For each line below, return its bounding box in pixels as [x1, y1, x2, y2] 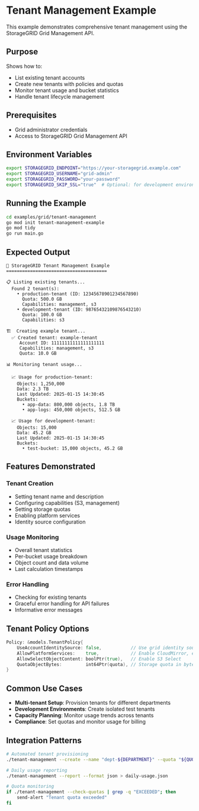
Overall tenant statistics [14, 546, 73, 553]
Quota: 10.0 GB [19, 351, 57, 356]
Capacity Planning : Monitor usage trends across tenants [14, 712, 154, 719]
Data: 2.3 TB [17, 386, 49, 392]
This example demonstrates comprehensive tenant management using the [6, 23, 188, 30]
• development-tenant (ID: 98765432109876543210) [17, 307, 142, 313]
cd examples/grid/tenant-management [6, 214, 97, 220]
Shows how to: [6, 62, 43, 70]
